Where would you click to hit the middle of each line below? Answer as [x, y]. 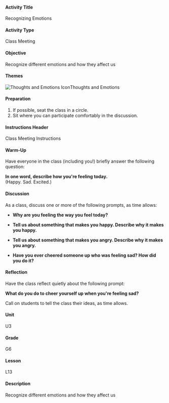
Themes [14, 76]
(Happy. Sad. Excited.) [29, 182]
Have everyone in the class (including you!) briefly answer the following [80, 161]
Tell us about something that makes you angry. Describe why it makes [88, 240]
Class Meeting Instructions [33, 138]
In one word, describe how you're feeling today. [56, 177]
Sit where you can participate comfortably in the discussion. [75, 116]
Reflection [16, 272]
